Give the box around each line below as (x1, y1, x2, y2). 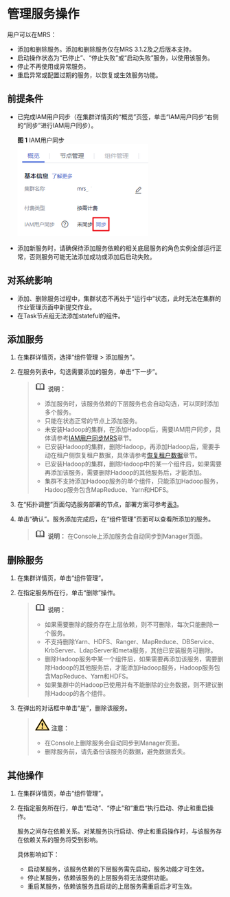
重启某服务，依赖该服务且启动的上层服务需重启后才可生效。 (27, 883, 196, 890)
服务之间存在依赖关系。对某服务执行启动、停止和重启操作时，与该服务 (16, 827, 216, 835)
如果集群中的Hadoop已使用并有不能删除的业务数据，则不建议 (44, 681, 218, 689)
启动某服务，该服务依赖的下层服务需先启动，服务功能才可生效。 (27, 865, 208, 873)
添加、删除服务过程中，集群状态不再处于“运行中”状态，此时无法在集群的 (16, 294, 222, 302)
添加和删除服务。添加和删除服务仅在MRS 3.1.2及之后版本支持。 (16, 45, 196, 53)
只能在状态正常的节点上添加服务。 (44, 417, 141, 425)
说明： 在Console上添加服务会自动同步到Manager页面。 (47, 532, 207, 541)
